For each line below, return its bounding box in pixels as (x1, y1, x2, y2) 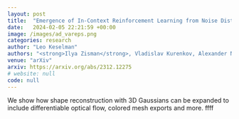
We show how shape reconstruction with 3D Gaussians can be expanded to (7, 96, 230, 105)
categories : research (7, 37, 72, 44)
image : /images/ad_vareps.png (7, 30, 97, 38)
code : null (7, 76, 40, 84)
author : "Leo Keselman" (7, 43, 78, 51)
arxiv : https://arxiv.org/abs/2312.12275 (7, 63, 132, 71)
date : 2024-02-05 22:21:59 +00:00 (7, 24, 116, 31)
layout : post (7, 10, 46, 18)
